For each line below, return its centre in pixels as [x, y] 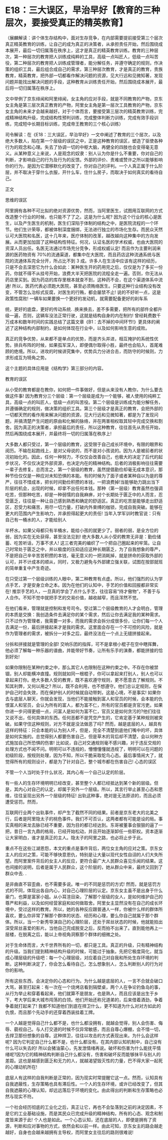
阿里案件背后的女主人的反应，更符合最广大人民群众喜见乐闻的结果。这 [90, 861]
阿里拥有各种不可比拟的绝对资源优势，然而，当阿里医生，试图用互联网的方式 [84, 210]
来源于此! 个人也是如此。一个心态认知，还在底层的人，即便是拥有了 [83, 1119]
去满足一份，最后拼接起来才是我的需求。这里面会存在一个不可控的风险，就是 [84, 627]
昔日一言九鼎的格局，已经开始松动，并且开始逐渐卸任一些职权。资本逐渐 [88, 831]
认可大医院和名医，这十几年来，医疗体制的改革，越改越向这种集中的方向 [79, 235]
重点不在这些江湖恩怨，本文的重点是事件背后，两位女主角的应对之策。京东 [82, 848]
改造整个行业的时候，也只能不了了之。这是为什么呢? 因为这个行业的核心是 [81, 217]
